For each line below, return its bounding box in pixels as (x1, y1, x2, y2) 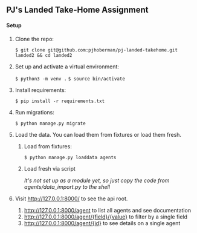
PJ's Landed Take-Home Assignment (6, 5, 149, 15)
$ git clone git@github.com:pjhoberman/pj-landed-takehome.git (15, 47, 178, 53)
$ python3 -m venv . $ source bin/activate (15, 76, 126, 82)
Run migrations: (15, 108, 54, 116)
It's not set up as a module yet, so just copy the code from (24, 177, 170, 184)
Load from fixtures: (24, 142, 73, 150)
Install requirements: (15, 86, 66, 93)
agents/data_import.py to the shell (24, 183, 111, 190)
